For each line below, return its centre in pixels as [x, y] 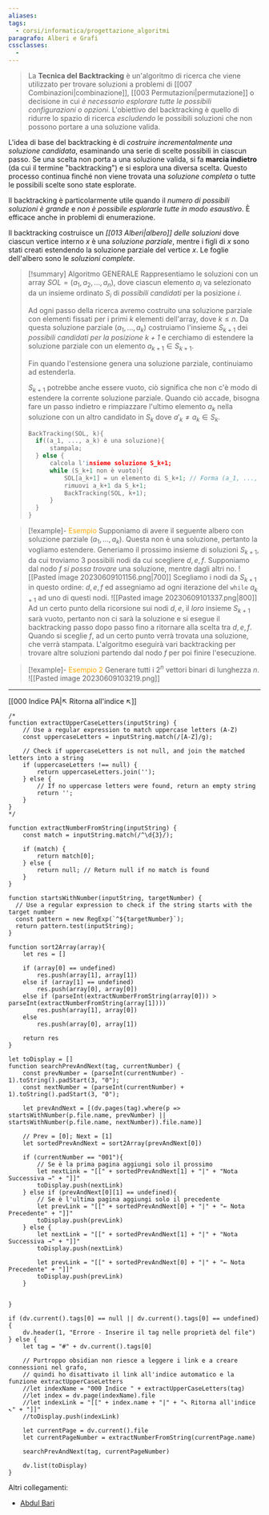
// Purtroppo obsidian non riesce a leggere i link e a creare [130, 1360]
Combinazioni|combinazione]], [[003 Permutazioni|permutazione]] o [141, 92]
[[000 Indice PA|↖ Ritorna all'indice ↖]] [73, 701]
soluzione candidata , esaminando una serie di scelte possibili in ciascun [127, 151]
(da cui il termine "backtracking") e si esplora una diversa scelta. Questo [128, 168]
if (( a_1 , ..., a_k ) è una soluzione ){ [100, 441]
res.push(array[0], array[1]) [87, 1024]
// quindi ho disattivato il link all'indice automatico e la [128, 1374]
